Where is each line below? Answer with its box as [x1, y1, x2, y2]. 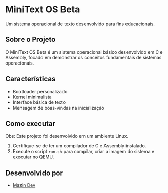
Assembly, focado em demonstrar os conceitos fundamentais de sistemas [5, 54, 162, 60]
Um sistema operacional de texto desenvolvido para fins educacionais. [5, 20, 155, 27]
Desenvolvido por [5, 168, 63, 177]
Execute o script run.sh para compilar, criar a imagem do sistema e [12, 148, 155, 155]
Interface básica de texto [12, 99, 66, 105]
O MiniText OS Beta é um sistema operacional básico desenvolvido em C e [5, 49, 163, 55]
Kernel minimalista [12, 94, 52, 100]
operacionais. [5, 60, 34, 66]
